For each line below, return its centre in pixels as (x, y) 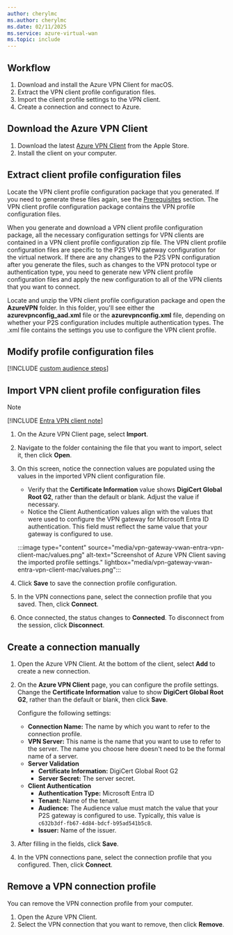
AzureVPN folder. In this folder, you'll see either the (81, 307)
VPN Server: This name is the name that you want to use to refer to (124, 741)
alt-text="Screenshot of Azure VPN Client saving (156, 555)
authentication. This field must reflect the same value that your (117, 526)
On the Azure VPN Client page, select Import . (82, 434)
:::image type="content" (52, 547)
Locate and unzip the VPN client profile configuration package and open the (116, 300)
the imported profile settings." (60, 563)
